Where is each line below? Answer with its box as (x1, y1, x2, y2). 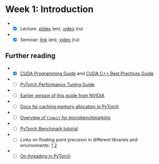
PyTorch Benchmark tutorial (20, 126, 78, 132)
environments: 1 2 (20, 142, 57, 148)
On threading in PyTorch (20, 153, 71, 159)
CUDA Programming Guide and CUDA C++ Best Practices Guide (20, 70, 154, 76)
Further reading (5, 51, 56, 60)
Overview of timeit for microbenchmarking (20, 115, 111, 121)
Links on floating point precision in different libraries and (20, 137, 138, 143)
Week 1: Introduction (5, 4, 94, 15)
